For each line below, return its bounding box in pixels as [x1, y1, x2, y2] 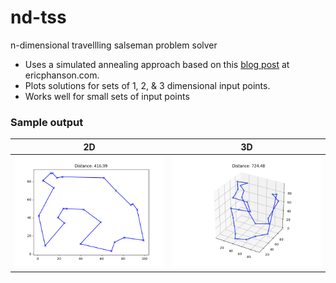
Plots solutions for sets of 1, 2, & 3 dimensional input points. [24, 79, 271, 91]
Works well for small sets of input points [24, 90, 190, 102]
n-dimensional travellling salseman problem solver [10, 39, 218, 51]
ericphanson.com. [24, 69, 100, 81]
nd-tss [10, 6, 67, 29]
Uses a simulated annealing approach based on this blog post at [24, 58, 290, 70]
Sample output [10, 115, 84, 129]
